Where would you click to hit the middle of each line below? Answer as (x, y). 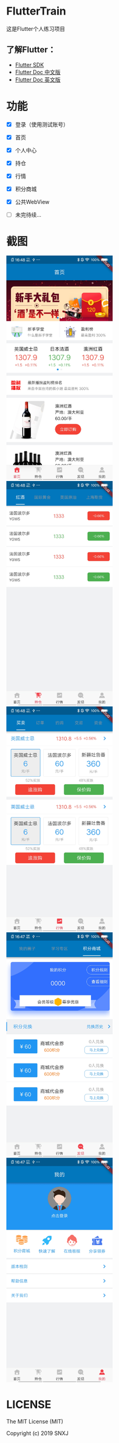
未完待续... (28, 215)
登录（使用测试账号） (42, 124)
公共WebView (32, 202)
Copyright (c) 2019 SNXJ (37, 1433)
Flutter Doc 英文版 (38, 80)
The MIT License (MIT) (35, 1421)
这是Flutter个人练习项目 (36, 29)
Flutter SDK (29, 64)
